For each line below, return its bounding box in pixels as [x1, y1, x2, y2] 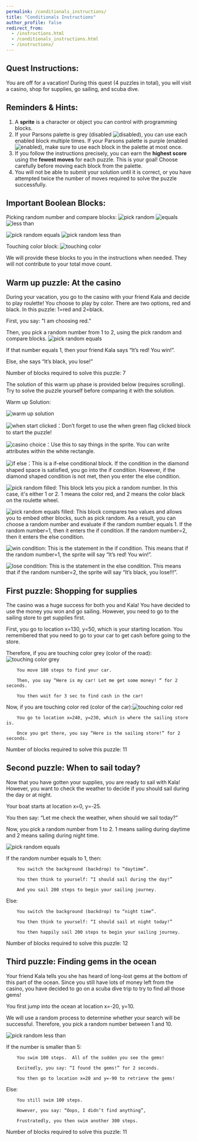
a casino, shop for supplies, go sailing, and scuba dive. [6, 85, 140, 92]
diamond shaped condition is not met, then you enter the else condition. [6, 473, 181, 480]
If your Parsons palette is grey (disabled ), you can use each [14, 131, 187, 138]
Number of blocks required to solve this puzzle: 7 [6, 370, 126, 377]
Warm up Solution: [6, 399, 51, 406]
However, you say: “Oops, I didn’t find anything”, [16, 1107, 146, 1113]
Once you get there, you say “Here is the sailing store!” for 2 [16, 730, 181, 736]
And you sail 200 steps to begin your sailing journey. [16, 886, 157, 892]
